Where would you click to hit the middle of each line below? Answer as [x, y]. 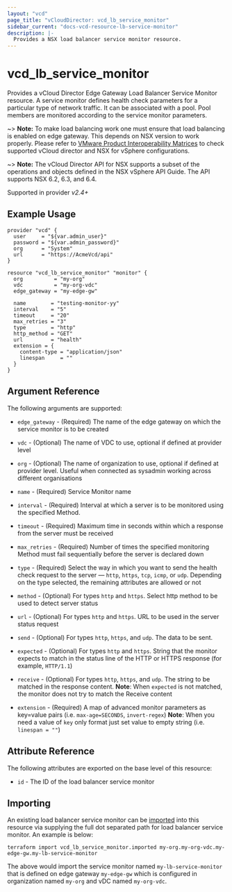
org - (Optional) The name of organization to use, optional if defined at [118, 463]
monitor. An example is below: [50, 835]
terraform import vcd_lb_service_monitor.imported [82, 848]
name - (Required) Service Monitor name [74, 491]
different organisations [50, 478]
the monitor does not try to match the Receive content [94, 694]
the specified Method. [49, 512]
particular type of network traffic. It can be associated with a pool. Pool [109, 108]
